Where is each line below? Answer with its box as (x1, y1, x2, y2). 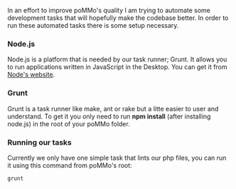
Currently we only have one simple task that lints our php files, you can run (7, 153, 227, 162)
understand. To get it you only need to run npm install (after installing (7, 112, 211, 121)
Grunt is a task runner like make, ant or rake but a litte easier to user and (7, 104, 219, 113)
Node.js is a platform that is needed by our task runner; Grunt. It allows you (7, 55, 227, 63)
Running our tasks (7, 137, 73, 147)
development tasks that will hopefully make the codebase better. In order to (7, 14, 229, 22)
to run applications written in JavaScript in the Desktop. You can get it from (7, 63, 227, 71)
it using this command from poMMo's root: (7, 160, 133, 170)
